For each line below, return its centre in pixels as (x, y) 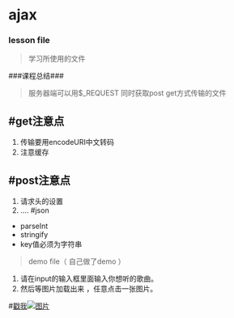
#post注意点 (40, 180)
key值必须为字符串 (51, 244)
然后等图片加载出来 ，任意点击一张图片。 (89, 289)
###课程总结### (36, 76)
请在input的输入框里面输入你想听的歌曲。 (89, 279)
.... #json (35, 210)
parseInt (34, 226)
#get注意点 (36, 121)
